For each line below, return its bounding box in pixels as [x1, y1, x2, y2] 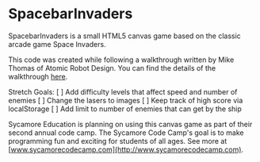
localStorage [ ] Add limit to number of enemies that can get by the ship [8, 104, 242, 114]
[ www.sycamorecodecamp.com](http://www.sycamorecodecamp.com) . [8, 145, 244, 154]
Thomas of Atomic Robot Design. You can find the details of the [8, 63, 216, 72]
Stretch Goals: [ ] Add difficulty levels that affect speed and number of [8, 87, 238, 96]
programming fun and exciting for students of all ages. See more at [8, 136, 227, 145]
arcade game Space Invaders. [8, 39, 106, 48]
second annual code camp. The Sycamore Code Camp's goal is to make [8, 128, 244, 137]
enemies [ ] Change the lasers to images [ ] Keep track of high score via [8, 95, 243, 105]
